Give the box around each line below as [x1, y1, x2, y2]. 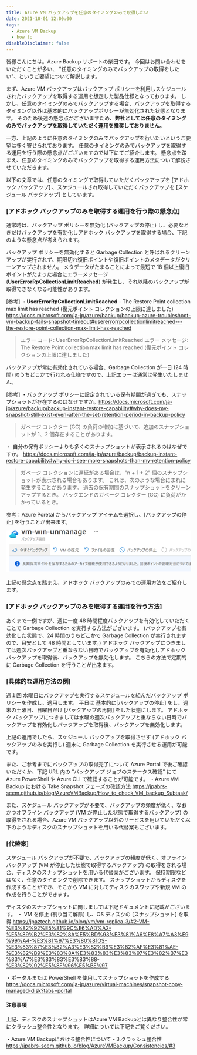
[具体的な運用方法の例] [6, 677, 71, 685]
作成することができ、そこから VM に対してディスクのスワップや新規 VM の [6, 883, 186, 890]
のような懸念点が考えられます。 [6, 236, 83, 243]
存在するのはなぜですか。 [36, 398, 99, 406]
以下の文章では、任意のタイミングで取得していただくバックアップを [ [6, 176, 174, 183]
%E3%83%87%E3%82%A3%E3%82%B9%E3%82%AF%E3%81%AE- [6, 943, 179, 950]
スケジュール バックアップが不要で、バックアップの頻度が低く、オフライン [6, 854, 187, 861]
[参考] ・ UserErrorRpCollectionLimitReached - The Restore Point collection [6, 298, 191, 305]
